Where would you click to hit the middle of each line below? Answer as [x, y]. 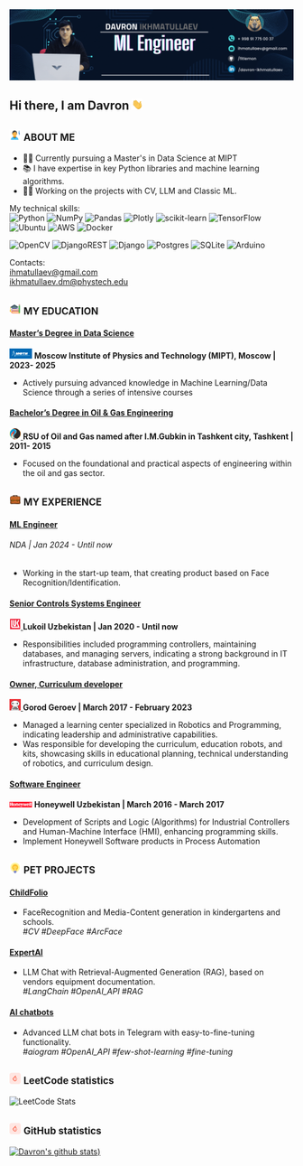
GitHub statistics [62, 1131]
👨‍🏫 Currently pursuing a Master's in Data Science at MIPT [130, 158]
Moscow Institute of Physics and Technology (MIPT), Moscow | [155, 355]
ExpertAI [26, 952]
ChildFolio [29, 892]
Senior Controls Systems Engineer [75, 603]
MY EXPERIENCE [62, 502]
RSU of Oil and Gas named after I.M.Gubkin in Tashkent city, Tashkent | [158, 436]
